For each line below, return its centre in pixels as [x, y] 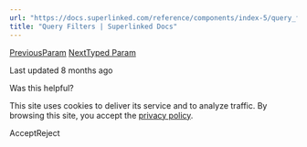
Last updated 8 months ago [61, 70]
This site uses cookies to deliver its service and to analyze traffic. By [138, 105]
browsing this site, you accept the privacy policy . [101, 115]
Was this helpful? [42, 88]
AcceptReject [35, 132]
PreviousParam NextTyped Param [73, 52]
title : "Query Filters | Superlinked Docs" [94, 26]
